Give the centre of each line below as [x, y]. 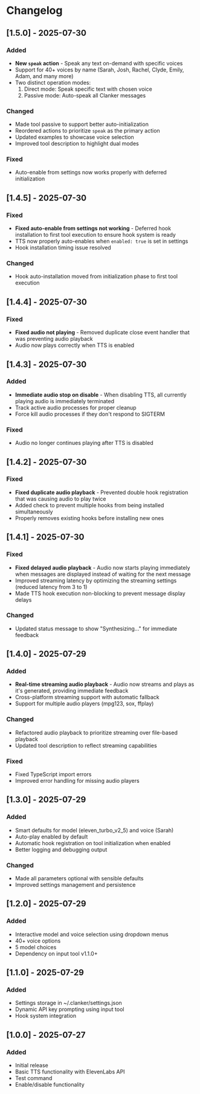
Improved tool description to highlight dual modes [77, 143]
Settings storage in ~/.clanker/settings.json [68, 1003]
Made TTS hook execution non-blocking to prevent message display [100, 593]
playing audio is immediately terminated [65, 401]
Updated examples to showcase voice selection [74, 137]
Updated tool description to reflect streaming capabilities [86, 745]
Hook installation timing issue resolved [63, 248]
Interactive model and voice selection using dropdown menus [92, 934]
